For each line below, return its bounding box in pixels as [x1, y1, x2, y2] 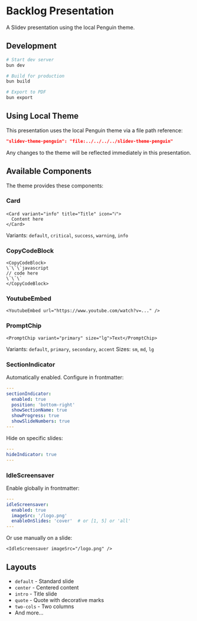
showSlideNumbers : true [11, 418, 70, 425]
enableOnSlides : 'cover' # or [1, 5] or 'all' [11, 518, 131, 524]
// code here [6, 270, 38, 276]
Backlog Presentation [6, 4, 114, 18]
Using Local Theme [6, 111, 79, 121]
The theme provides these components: [6, 182, 104, 189]
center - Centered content [14, 584, 79, 591]
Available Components [6, 166, 92, 176]
